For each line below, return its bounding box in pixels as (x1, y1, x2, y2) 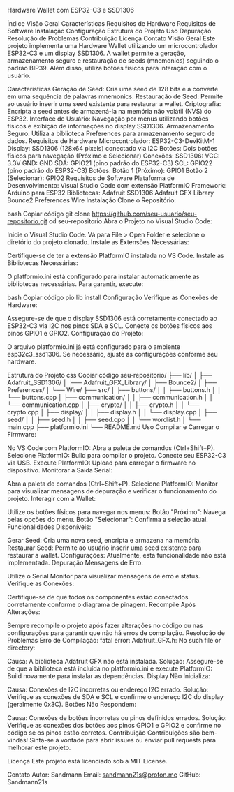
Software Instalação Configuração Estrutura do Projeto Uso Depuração (7, 27, 212, 35)
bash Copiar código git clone (7, 209, 91, 218)
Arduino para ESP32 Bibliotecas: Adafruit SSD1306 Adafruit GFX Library (7, 188, 214, 197)
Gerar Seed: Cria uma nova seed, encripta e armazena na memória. (7, 537, 201, 544)
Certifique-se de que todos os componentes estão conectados (7, 593, 189, 601)
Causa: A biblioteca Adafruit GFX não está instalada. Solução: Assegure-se (7, 657, 224, 665)
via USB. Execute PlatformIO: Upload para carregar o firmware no (7, 458, 196, 467)
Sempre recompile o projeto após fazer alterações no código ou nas (7, 621, 204, 629)
